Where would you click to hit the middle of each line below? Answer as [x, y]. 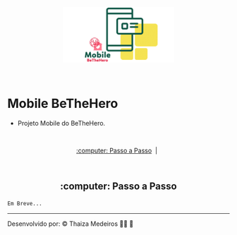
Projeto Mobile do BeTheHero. [61, 123]
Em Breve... [25, 203]
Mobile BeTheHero [63, 104]
